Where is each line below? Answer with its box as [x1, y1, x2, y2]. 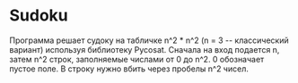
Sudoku [9, 5, 69, 26]
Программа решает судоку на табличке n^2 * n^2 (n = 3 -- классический [9, 35, 289, 46]
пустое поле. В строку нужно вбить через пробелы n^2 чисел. [9, 63, 249, 74]
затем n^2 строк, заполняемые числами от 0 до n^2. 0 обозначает [9, 54, 265, 64]
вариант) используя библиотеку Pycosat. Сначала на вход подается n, [9, 44, 280, 54]
